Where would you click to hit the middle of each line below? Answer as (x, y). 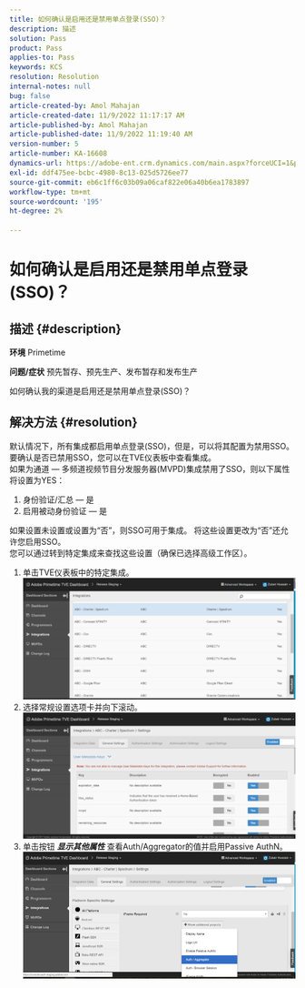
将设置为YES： (37, 480)
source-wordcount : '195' (56, 202)
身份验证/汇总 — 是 (58, 499)
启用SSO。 (45, 541)
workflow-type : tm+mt (50, 192)
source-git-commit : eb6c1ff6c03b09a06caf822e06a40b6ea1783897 (129, 182)
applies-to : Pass (42, 58)
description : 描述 (43, 29)
